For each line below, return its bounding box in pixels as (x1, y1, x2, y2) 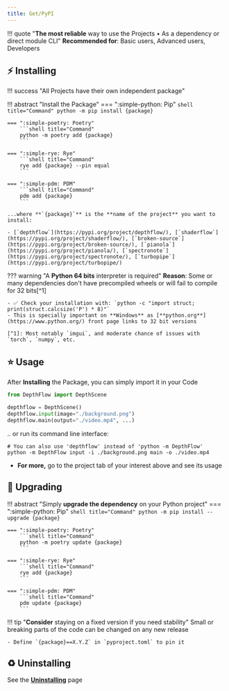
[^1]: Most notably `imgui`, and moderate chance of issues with (7, 331, 200, 338)
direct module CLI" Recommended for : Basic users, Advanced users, (7, 36, 206, 45)
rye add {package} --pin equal (19, 163, 110, 169)
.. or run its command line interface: (7, 429, 110, 438)
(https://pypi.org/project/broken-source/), (7, 241, 138, 249)
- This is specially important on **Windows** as (7, 312, 154, 319)
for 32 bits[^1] (7, 286, 46, 295)
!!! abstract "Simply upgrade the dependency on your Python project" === (7, 499, 222, 508)
